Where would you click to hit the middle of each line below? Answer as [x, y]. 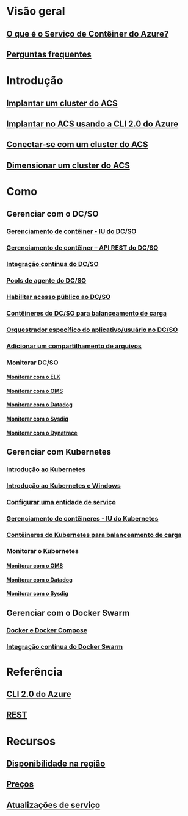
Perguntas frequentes [49, 54]
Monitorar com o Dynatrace [42, 433]
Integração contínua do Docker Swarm [65, 646]
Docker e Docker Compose [47, 630]
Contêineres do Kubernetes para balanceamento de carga [94, 535]
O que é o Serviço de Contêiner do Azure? [88, 34]
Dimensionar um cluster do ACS [68, 165]
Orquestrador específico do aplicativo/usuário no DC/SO [92, 330]
